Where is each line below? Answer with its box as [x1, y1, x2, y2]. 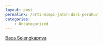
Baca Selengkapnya [5, 35, 47, 41]
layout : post [5, 7, 33, 12]
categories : [5, 16, 30, 21]
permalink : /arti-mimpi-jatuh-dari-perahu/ [5, 12, 98, 17]
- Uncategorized [14, 21, 49, 26]
